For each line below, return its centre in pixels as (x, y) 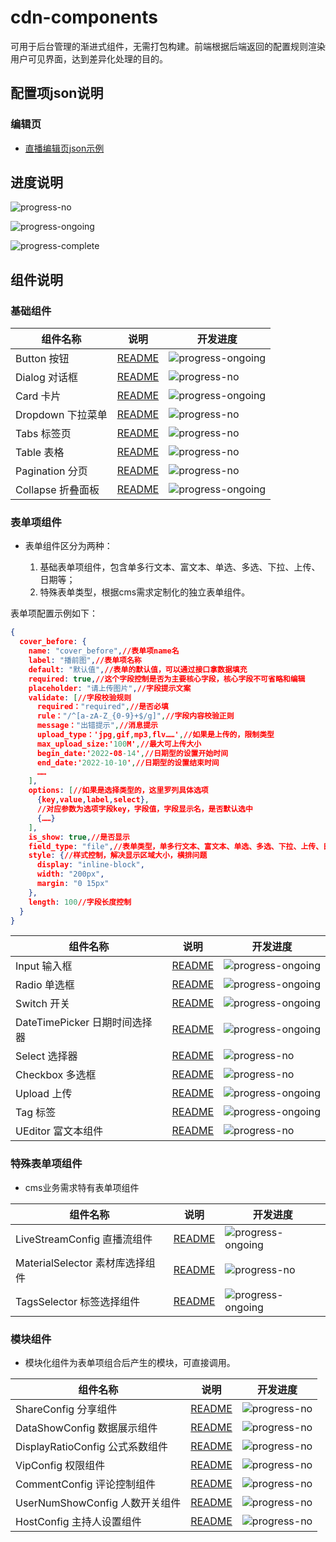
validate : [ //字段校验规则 (80, 697)
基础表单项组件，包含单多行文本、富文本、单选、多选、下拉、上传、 (180, 567)
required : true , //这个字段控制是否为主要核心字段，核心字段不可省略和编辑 (167, 679)
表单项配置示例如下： (54, 613)
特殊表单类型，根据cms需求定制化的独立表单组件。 (145, 592)
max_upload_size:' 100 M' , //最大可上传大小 (119, 744)
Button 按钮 (42, 359)
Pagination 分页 (51, 471)
